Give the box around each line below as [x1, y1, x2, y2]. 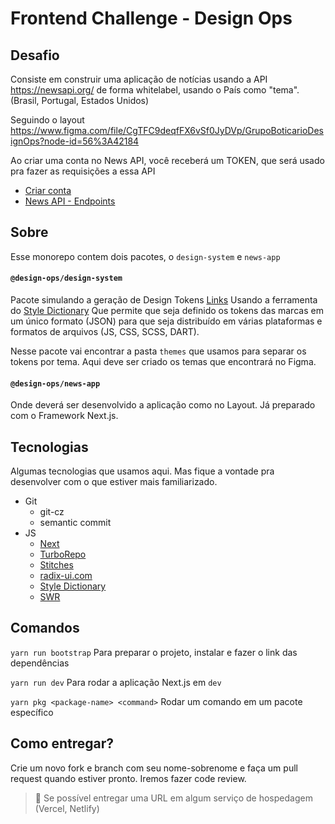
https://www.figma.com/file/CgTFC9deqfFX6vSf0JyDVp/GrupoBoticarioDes [10, 125, 324, 136]
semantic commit [39, 517, 112, 529]
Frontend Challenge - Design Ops [10, 7, 293, 30]
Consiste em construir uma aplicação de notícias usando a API [10, 73, 268, 85]
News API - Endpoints [24, 195, 116, 207]
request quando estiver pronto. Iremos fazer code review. [10, 772, 247, 784]
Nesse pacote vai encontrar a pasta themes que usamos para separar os [10, 345, 307, 357]
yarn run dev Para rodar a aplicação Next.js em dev [10, 676, 222, 688]
